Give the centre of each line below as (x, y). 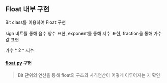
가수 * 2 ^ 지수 (20, 50)
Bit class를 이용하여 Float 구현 (36, 22)
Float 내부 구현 (27, 9)
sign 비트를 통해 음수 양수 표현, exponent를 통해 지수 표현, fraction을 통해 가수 (83, 33)
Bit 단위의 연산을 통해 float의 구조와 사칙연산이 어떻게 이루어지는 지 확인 (89, 75)
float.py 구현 (19, 63)
